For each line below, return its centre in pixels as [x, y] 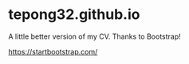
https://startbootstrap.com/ [53, 51]
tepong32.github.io [74, 15]
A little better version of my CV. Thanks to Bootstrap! [94, 36]
